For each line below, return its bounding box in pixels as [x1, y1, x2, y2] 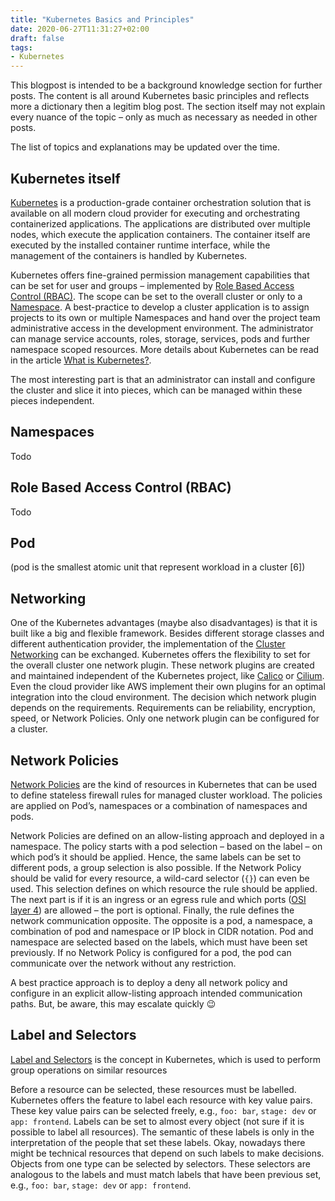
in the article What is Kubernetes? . [10, 354, 152, 366]
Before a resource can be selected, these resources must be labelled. [10, 1083, 297, 1095]
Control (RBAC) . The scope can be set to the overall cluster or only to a [10, 290, 303, 302]
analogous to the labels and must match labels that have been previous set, [10, 1168, 322, 1180]
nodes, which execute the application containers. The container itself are [10, 228, 311, 240]
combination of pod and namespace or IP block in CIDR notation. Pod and [10, 926, 314, 937]
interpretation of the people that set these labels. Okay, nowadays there [10, 1136, 306, 1148]
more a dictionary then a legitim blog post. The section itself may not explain [10, 101, 326, 113]
